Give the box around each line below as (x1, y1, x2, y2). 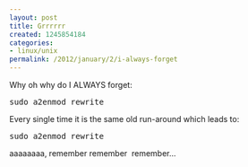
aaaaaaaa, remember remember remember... (9, 148, 176, 158)
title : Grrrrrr (9, 22, 66, 31)
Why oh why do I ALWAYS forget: (9, 80, 133, 90)
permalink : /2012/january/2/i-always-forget (9, 55, 178, 64)
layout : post (9, 13, 58, 22)
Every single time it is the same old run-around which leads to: (9, 114, 240, 124)
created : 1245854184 (9, 30, 87, 39)
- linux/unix (9, 47, 58, 56)
